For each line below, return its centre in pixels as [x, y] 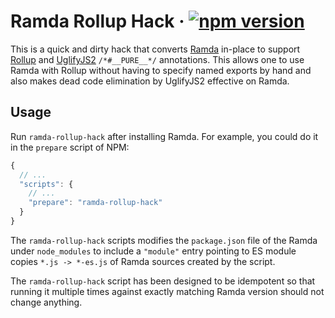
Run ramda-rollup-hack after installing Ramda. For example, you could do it [164, 136]
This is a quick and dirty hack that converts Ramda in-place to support [155, 49]
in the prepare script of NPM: [70, 147]
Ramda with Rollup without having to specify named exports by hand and [161, 70]
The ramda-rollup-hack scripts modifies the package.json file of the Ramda [164, 240]
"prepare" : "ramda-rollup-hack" [95, 203]
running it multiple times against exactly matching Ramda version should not [167, 291]
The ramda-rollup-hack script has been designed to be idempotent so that [163, 281]
